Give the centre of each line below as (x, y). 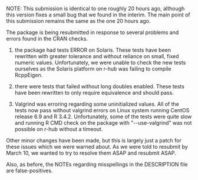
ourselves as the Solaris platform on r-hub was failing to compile (93, 69)
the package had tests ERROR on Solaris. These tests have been (93, 50)
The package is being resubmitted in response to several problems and (93, 32)
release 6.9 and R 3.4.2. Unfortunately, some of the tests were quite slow (103, 116)
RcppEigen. (29, 75)
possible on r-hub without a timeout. (59, 129)
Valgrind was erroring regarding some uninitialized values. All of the (97, 104)
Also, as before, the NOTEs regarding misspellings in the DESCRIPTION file (97, 164)
